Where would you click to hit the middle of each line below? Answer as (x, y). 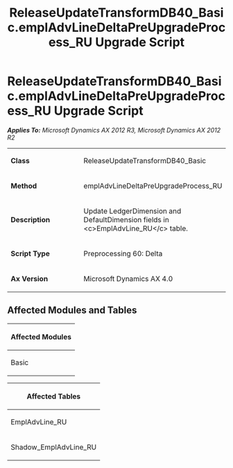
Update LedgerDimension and (132, 211)
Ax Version (29, 278)
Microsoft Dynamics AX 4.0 (128, 278)
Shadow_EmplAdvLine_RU (54, 447)
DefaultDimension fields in (127, 219)
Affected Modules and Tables (72, 310)
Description (31, 219)
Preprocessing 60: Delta (123, 253)
